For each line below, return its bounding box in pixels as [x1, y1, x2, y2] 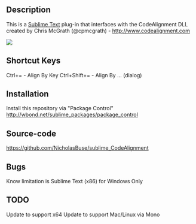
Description [6, 5, 51, 15]
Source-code [6, 128, 57, 138]
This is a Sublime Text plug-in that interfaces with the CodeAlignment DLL [6, 20, 188, 28]
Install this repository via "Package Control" [6, 105, 114, 112]
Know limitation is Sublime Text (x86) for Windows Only [6, 178, 143, 185]
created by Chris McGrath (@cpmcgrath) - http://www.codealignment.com [6, 27, 190, 34]
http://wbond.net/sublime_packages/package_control [6, 111, 139, 119]
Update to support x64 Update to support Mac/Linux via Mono [6, 211, 160, 218]
